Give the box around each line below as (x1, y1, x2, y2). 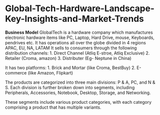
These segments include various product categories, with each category (5, 99, 152, 105)
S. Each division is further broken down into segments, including (5, 84, 135, 90)
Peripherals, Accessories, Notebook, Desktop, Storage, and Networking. (5, 90, 151, 96)
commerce (5, 70, 27, 76)
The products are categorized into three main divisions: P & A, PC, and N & (5, 79, 156, 85)
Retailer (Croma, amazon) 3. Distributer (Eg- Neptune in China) (5, 55, 132, 61)
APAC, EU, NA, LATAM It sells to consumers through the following (5, 45, 137, 51)
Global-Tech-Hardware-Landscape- (5, 3, 155, 14)
